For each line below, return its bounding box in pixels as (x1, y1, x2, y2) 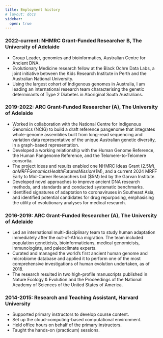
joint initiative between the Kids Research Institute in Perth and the (12, 70, 147, 76)
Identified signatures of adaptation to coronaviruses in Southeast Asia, (12, 189, 155, 195)
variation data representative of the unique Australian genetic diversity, (12, 137, 156, 143)
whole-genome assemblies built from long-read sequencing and (12, 131, 143, 137)
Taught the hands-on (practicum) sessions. (12, 327, 100, 333)
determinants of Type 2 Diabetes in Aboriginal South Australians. (12, 91, 143, 97)
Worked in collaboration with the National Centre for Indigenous (12, 121, 141, 127)
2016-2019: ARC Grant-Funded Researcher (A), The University (5, 212, 157, 219)
